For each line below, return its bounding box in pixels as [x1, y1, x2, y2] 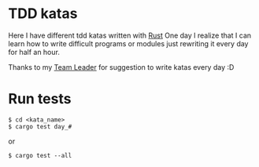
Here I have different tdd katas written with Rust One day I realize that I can [8, 31, 252, 40]
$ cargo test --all [8, 151, 72, 159]
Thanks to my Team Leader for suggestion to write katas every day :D [8, 62, 235, 71]
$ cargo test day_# [8, 122, 72, 130]
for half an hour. [8, 47, 61, 56]
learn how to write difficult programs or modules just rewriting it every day [8, 38, 249, 48]
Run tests [8, 90, 72, 108]
